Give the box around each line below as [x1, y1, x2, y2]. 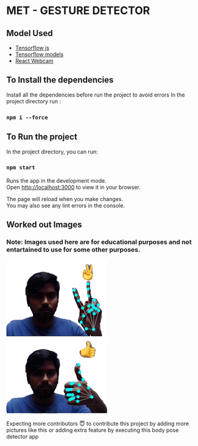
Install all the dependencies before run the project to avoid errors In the [6, 91, 185, 98]
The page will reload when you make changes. [6, 195, 124, 202]
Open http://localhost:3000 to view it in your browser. [6, 183, 141, 191]
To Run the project [6, 132, 77, 142]
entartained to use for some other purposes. [6, 246, 141, 254]
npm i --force [6, 114, 48, 121]
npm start [6, 164, 35, 171]
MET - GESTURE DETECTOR [6, 4, 150, 18]
